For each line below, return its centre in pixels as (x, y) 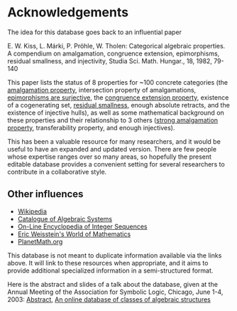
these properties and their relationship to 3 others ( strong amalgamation (113, 120)
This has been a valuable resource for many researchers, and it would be (114, 141)
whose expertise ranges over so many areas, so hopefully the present (109, 157)
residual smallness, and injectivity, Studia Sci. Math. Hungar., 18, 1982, (110, 60)
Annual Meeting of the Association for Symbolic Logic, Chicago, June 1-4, (115, 292)
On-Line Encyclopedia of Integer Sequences (82, 226)
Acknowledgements (68, 12)
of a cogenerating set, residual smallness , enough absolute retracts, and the (119, 105)
